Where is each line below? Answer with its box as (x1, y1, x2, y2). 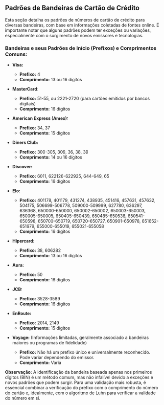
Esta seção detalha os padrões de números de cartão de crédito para (5, 17, 145, 22)
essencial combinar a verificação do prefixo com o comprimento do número (5, 385, 158, 391)
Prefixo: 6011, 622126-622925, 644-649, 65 (19, 173, 109, 179)
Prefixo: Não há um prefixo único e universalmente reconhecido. (19, 349, 151, 355)
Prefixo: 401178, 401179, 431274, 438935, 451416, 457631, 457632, (19, 198, 156, 203)
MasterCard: (12, 86, 39, 92)
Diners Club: (12, 139, 38, 146)
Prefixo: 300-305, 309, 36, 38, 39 (19, 149, 89, 155)
